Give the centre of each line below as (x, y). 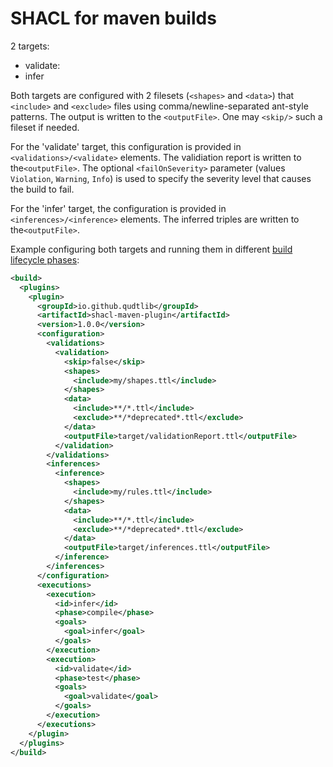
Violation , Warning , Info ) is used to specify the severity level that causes (161, 178)
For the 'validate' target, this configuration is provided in (126, 146)
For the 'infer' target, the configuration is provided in (118, 208)
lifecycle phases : (45, 259)
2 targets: (30, 46)
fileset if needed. (45, 127)
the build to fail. (42, 189)
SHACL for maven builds (113, 18)
